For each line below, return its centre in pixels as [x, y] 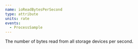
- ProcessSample [26, 28]
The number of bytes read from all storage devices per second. [69, 41]
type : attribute [22, 14]
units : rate [17, 18]
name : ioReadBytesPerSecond [34, 9]
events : [13, 23]
